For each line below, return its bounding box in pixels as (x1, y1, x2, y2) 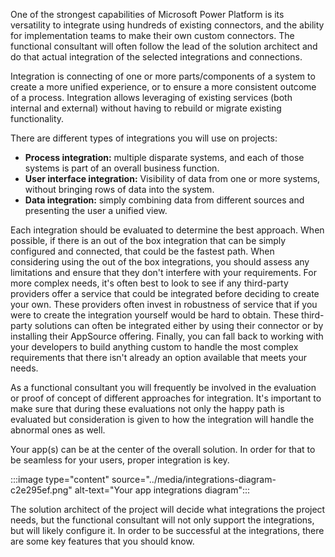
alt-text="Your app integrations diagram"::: (74, 484, 251, 496)
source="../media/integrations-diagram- (111, 474, 277, 485)
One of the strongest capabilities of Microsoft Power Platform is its (10, 9, 285, 20)
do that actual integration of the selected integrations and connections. (10, 51, 303, 63)
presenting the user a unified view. (24, 205, 168, 216)
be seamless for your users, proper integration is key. (10, 454, 230, 466)
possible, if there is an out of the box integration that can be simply (10, 235, 287, 246)
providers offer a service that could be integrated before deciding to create (10, 288, 320, 299)
